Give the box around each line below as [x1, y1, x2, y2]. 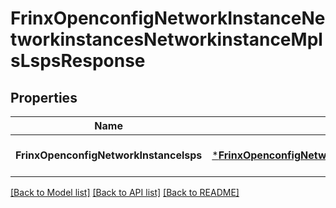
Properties [10, 89, 78, 106]
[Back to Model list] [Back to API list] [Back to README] [10, 187, 240, 198]
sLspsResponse [10, 50, 146, 72]
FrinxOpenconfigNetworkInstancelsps [15, 148, 203, 162]
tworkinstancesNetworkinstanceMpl [10, 28, 323, 51]
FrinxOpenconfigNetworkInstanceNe [10, 7, 326, 30]
